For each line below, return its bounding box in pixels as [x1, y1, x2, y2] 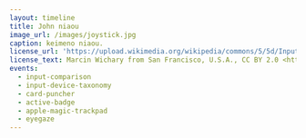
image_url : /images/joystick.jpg [9, 30, 137, 39]
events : [9, 64, 39, 74]
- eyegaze [17, 114, 55, 123]
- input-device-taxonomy [17, 81, 112, 90]
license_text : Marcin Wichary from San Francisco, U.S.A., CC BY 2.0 [9, 55, 280, 64]
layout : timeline [9, 13, 76, 23]
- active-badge [17, 97, 76, 107]
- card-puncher [17, 89, 76, 98]
